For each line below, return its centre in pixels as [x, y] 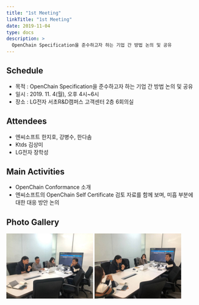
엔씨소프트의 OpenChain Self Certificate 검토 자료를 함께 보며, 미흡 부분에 [104, 195]
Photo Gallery [33, 222]
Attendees [27, 122]
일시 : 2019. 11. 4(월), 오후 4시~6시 [57, 94]
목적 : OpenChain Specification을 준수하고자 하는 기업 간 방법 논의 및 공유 [104, 86]
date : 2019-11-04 [28, 26]
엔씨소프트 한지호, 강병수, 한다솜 [53, 137]
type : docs [20, 32]
